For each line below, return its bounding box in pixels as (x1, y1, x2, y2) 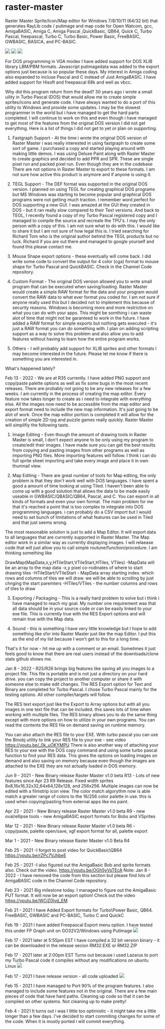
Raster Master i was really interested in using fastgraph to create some (12, 140, 156, 146)
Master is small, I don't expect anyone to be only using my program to (12, 437, 154, 443)
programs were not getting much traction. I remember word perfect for (12, 196, 156, 203)
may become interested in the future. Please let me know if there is (12, 351, 148, 357)
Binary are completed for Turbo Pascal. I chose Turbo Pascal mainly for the (5, 686, 157, 692)
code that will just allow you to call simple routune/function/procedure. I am (5, 545, 158, 550)
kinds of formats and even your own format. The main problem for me (12, 498, 154, 504)
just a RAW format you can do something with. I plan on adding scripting (12, 325, 159, 331)
